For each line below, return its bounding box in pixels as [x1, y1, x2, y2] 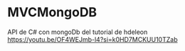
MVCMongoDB [7, 4, 97, 21]
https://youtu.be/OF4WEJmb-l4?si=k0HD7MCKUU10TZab [7, 35, 178, 43]
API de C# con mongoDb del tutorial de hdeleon [7, 28, 148, 36]
